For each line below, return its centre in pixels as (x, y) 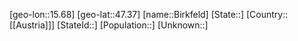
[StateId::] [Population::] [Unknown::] (133, 25)
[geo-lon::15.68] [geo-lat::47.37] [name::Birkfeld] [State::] (127, 14)
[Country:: (267, 14)
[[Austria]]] (32, 25)
